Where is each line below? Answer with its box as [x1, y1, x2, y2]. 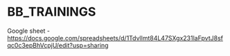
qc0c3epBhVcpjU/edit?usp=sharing [7, 41, 109, 49]
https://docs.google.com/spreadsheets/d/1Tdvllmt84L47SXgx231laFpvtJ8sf [7, 33, 224, 42]
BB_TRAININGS [7, 4, 96, 20]
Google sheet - [7, 27, 51, 35]
